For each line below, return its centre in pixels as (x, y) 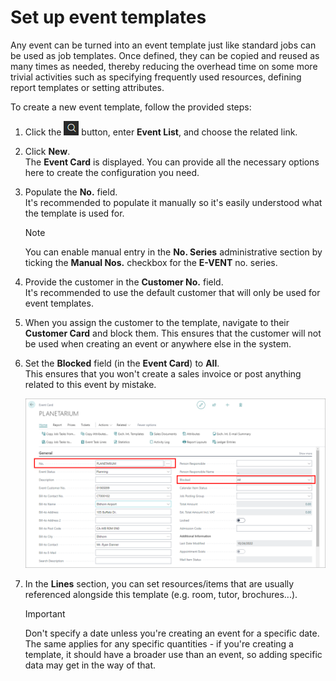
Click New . (47, 151)
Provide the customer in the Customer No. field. (124, 282)
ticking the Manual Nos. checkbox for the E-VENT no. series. (151, 262)
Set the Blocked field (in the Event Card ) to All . (122, 363)
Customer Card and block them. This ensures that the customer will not (173, 333)
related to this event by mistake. (90, 384)
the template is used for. (74, 213)
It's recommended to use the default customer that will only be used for (172, 292)
